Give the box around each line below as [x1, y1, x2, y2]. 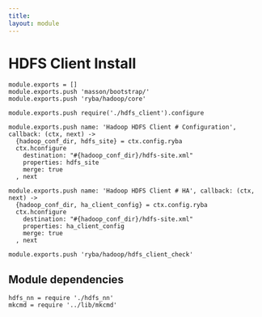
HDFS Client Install [8, 54, 137, 73]
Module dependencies [8, 273, 124, 286]
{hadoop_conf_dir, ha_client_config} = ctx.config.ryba [15, 201, 208, 209]
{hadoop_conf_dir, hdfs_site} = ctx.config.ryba [15, 137, 183, 146]
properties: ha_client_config [23, 222, 125, 230]
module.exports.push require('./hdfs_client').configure [8, 109, 205, 117]
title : [8, 11, 31, 20]
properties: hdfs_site [23, 158, 99, 167]
